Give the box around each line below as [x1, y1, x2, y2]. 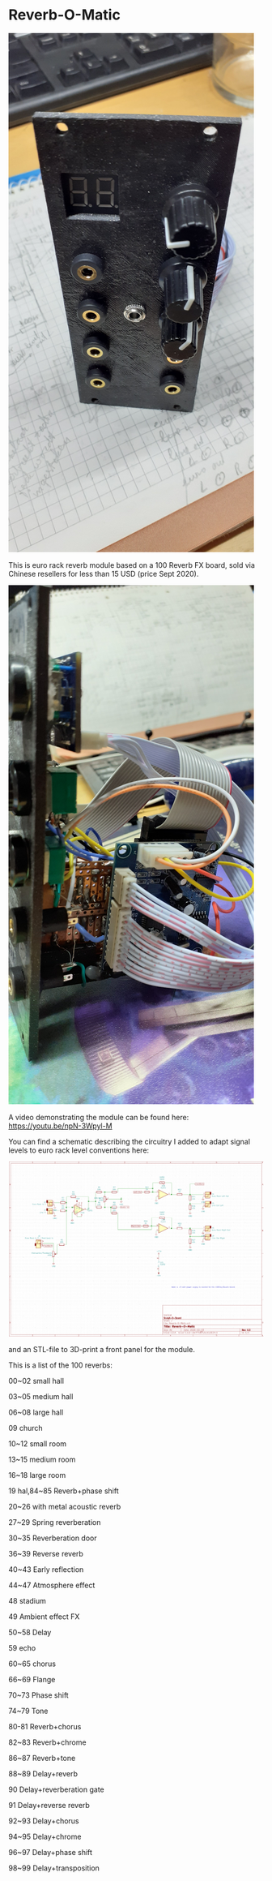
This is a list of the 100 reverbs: [8, 1360, 113, 1370]
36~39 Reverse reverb [8, 1548, 83, 1558]
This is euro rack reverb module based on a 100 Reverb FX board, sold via [8, 560, 255, 569]
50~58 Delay [8, 1627, 52, 1637]
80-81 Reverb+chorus [8, 1721, 82, 1731]
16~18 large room [8, 1470, 66, 1479]
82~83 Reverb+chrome [8, 1737, 87, 1747]
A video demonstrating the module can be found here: [8, 1112, 189, 1122]
